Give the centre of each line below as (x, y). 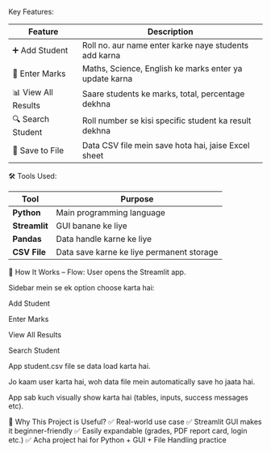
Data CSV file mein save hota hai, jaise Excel (166, 145)
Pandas (27, 239)
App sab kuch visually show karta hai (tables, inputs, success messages (128, 397)
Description (170, 32)
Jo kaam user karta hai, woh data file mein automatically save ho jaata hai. (132, 382)
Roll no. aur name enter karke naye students (165, 45)
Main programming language (110, 212)
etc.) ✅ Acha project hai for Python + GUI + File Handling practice (118, 440)
